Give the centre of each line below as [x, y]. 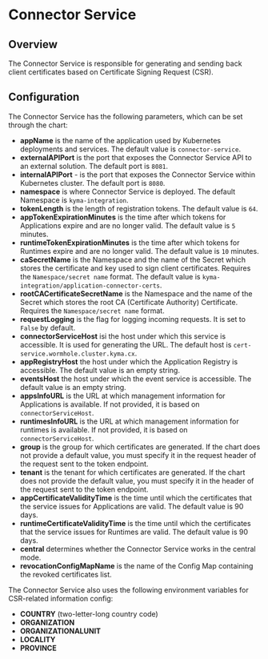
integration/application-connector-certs [90, 286]
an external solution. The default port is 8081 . [94, 166]
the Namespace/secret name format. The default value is [110, 276]
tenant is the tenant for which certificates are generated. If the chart [132, 472]
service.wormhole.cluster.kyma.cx [77, 354]
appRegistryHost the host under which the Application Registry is [129, 361]
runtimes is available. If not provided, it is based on [104, 429]
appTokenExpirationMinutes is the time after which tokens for [123, 217]
